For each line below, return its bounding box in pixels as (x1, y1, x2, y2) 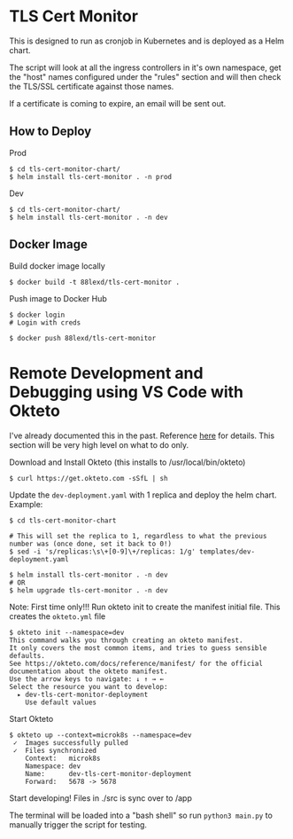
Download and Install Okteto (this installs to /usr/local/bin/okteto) (9, 457, 246, 467)
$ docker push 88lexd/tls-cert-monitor (9, 333, 157, 342)
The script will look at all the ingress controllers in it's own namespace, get (9, 62, 281, 73)
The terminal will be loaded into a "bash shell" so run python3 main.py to (9, 810, 273, 820)
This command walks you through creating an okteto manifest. (9, 636, 243, 645)
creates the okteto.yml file (9, 610, 106, 622)
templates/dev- (198, 547, 255, 556)
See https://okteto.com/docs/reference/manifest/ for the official (9, 659, 264, 668)
